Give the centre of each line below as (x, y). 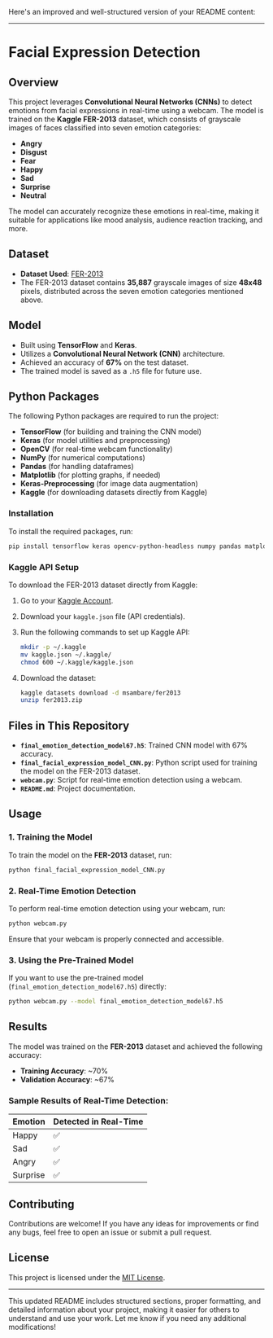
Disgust (34, 152)
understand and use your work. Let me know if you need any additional (128, 1318)
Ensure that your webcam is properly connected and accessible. (116, 939)
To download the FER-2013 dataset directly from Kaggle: (103, 585)
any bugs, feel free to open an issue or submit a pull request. (110, 1232)
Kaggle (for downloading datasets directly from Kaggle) (114, 493)
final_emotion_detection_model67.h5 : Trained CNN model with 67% (134, 745)
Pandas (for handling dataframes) (77, 467)
